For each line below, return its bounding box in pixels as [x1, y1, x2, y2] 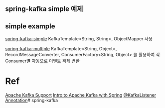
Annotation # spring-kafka [5, 98, 58, 104]
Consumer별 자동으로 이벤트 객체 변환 [5, 58, 80, 64]
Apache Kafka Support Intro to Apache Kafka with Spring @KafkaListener [5, 92, 156, 98]
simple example [5, 22, 56, 30]
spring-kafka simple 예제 [5, 4, 83, 13]
